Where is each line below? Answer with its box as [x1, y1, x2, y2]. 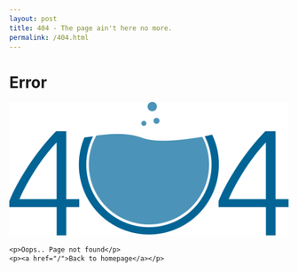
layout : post [9, 14, 58, 23]
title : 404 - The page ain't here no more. [9, 23, 173, 33]
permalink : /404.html [9, 33, 90, 42]
